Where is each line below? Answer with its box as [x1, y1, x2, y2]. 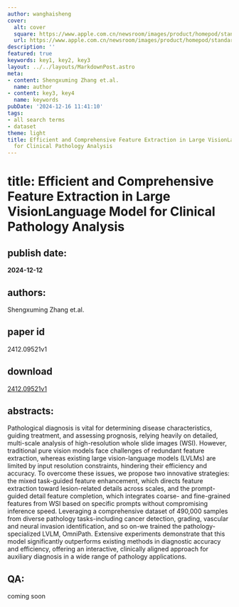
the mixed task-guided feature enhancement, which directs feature [7, 477, 203, 485]
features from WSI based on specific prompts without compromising [7, 500, 208, 508]
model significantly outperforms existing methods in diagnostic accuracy [7, 537, 221, 546]
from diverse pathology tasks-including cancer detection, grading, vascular [7, 514, 229, 523]
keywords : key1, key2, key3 [7, 57, 91, 64]
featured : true [7, 51, 53, 58]
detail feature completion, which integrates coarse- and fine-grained [29, 492, 230, 500]
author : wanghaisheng [7, 10, 72, 18]
